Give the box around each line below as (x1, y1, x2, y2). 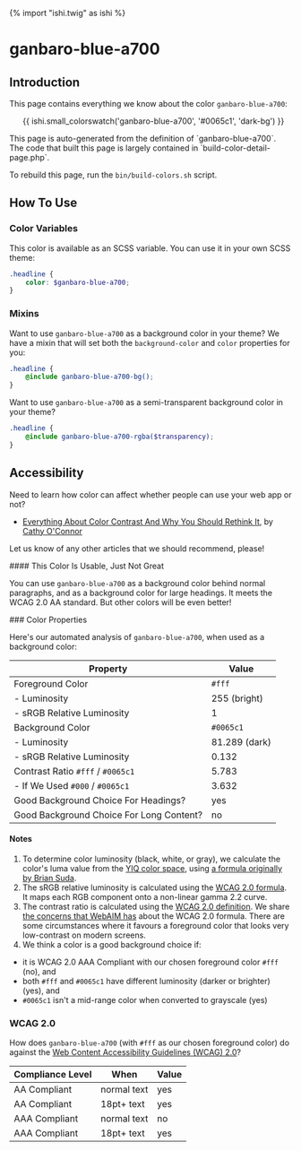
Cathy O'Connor (21, 525, 83, 536)
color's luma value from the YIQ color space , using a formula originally (21, 862, 283, 873)
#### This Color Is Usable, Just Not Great (9, 560, 164, 571)
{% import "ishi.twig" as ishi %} (9, 8, 126, 18)
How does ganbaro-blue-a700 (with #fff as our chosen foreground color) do (9, 1037, 289, 1048)
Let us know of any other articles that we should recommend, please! (9, 542, 265, 554)
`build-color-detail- (200, 143, 271, 153)
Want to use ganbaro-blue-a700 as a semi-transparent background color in (9, 397, 284, 408)
